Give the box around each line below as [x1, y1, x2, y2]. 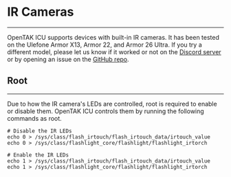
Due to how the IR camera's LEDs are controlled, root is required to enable [7, 99, 218, 108]
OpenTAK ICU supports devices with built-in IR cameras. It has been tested [7, 33, 220, 41]
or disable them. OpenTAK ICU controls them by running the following [7, 107, 204, 115]
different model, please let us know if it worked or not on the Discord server [7, 47, 221, 56]
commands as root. [7, 114, 62, 122]
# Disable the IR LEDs [7, 128, 72, 134]
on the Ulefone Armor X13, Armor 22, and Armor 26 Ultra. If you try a [7, 40, 203, 49]
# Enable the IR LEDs [7, 152, 69, 158]
